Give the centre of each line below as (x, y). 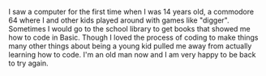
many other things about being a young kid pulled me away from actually (130, 46)
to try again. (28, 63)
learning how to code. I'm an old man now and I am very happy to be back (132, 55)
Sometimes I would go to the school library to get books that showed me (129, 29)
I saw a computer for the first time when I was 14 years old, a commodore (131, 12)
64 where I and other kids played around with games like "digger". (119, 20)
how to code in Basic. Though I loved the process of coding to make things (133, 37)
